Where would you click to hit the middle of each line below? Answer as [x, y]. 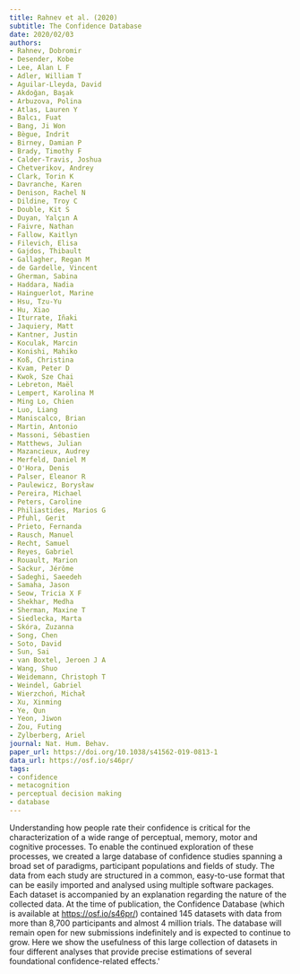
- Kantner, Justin [43, 335]
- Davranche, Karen [46, 185]
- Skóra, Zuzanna [42, 627]
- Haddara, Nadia [42, 285]
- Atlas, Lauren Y [43, 110]
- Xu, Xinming [36, 702]
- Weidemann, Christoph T [57, 677]
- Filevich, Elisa [43, 243]
